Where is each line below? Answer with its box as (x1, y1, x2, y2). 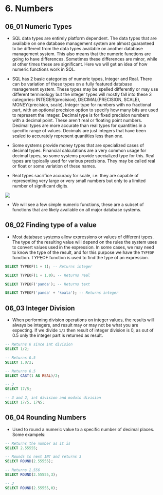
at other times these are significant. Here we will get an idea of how (12, 62, 147, 67)
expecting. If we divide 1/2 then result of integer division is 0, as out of (12, 328, 154, 333)
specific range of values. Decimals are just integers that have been (12, 128, 146, 133)
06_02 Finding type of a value (5, 221, 97, 229)
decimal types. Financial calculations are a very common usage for (12, 147, 146, 153)
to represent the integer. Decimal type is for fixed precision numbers (12, 112, 149, 118)
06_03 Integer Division (5, 304, 75, 312)
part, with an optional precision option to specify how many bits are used (12, 107, 159, 113)
